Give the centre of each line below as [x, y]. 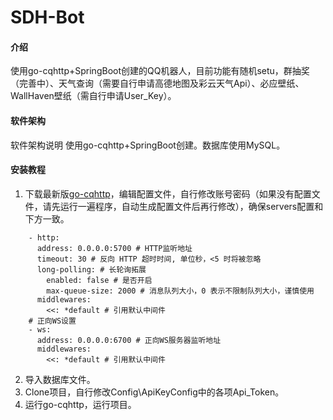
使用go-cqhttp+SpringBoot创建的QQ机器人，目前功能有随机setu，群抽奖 [160, 71]
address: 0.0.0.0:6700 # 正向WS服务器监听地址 [129, 340]
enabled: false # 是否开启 [99, 280]
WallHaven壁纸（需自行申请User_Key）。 [93, 96]
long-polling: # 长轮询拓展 [91, 269]
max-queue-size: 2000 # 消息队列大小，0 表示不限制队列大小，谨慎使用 [180, 291]
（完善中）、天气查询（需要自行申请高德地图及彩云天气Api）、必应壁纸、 [157, 83]
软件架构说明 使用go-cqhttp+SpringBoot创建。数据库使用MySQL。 [148, 145]
